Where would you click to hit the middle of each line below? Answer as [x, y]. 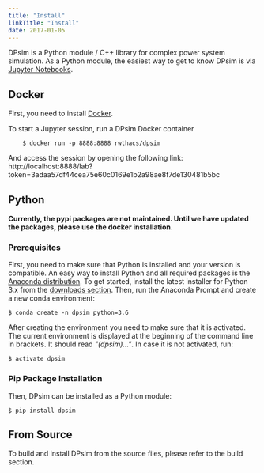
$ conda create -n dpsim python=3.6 [68, 313]
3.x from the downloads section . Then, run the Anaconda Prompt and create [132, 290]
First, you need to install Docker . [60, 114]
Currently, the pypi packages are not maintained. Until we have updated [128, 219]
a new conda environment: [51, 298]
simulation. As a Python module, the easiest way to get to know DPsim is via [132, 61]
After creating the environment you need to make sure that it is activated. [127, 327]
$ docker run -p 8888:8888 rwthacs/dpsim [91, 143]
